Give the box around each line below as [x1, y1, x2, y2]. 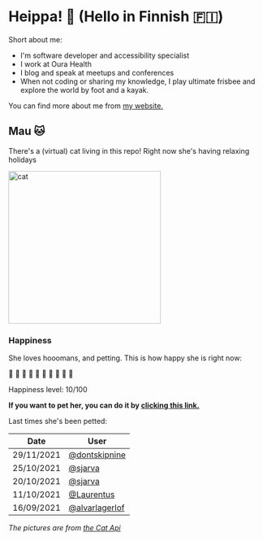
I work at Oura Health [19, 59, 92, 68]
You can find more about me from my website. [8, 101, 164, 111]
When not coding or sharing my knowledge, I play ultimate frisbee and [19, 76, 256, 86]
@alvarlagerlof [68, 502, 125, 513]
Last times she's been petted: [8, 417, 108, 426]
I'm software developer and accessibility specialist [19, 50, 189, 60]
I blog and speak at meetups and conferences [19, 68, 175, 77]
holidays [8, 155, 37, 164]
